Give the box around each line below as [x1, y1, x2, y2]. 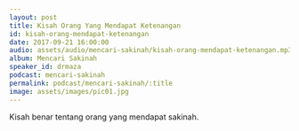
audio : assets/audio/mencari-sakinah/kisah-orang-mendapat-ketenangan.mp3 [9, 46, 293, 55]
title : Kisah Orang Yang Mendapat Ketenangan [9, 21, 181, 30]
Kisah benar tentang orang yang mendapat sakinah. [9, 112, 199, 122]
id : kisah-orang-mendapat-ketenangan [9, 29, 149, 38]
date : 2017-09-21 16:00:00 [9, 37, 109, 47]
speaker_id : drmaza [9, 63, 82, 72]
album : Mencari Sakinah [9, 54, 98, 63]
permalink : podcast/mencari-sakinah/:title [9, 79, 174, 88]
